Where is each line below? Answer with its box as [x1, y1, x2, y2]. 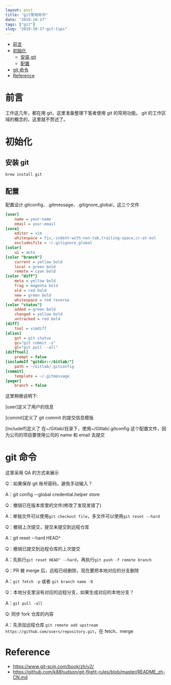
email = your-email [14, 221, 56, 227]
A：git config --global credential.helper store [5, 492, 100, 498]
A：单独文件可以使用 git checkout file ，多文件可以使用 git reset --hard [5, 513, 160, 519]
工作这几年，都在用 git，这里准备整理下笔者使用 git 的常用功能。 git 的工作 [5, 110, 162, 116]
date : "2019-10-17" [5, 17, 47, 22]
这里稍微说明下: [5, 393, 38, 399]
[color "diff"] [5, 274, 38, 279]
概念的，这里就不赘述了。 [14, 116, 68, 123]
